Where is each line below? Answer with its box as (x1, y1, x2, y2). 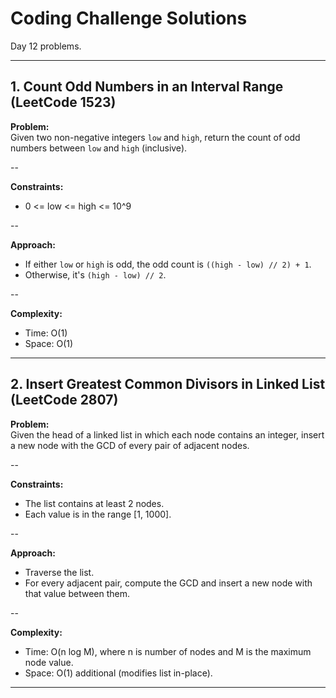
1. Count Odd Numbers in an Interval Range (10, 78, 284, 96)
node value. (24, 656, 74, 668)
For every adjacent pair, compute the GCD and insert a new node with (24, 577, 313, 589)
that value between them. (24, 587, 131, 599)
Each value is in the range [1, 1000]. (24, 508, 172, 520)
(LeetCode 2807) (10, 392, 119, 409)
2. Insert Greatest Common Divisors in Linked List (10, 376, 326, 393)
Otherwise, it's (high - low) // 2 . (24, 268, 167, 281)
